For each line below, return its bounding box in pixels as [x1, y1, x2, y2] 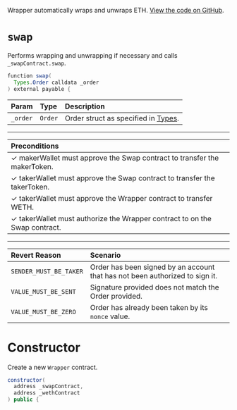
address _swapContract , [13, 383, 83, 390]
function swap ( [7, 72, 52, 80]
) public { [7, 396, 39, 404]
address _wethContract [13, 390, 80, 397]
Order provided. [90, 291, 143, 301]
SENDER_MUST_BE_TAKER [11, 267, 83, 275]
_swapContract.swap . [7, 58, 66, 67]
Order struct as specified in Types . [64, 113, 180, 123]
